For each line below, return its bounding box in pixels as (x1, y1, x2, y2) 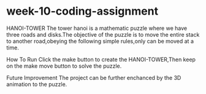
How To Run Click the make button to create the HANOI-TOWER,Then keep (6, 56, 196, 63)
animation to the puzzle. (6, 81, 67, 88)
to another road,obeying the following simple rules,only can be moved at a (6, 37, 194, 45)
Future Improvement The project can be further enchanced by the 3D (6, 74, 181, 81)
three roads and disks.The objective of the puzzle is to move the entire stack (6, 31, 200, 38)
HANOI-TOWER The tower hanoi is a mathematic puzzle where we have (6, 24, 188, 32)
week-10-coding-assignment (6, 4, 158, 18)
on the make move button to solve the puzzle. (6, 62, 122, 70)
